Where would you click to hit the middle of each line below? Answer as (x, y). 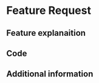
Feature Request (49, 11)
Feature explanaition (46, 33)
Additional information (50, 74)
